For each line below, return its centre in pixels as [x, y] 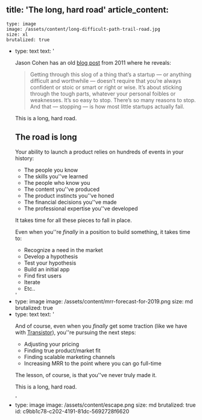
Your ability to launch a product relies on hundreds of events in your [99, 152]
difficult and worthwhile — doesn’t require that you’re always [106, 80]
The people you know [51, 170]
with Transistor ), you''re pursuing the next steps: [75, 332]
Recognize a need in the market [64, 250]
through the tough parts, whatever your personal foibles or [103, 94]
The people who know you [57, 183]
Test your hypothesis [50, 263]
